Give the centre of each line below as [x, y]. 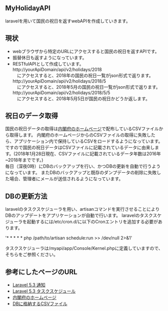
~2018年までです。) [24, 160]
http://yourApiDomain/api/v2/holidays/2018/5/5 [61, 93]
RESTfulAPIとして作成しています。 [48, 64]
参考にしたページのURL [41, 272]
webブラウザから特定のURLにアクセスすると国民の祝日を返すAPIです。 [86, 51]
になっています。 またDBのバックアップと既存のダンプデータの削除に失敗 [81, 173]
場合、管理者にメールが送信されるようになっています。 [66, 179]
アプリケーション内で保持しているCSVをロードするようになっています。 [88, 141]
